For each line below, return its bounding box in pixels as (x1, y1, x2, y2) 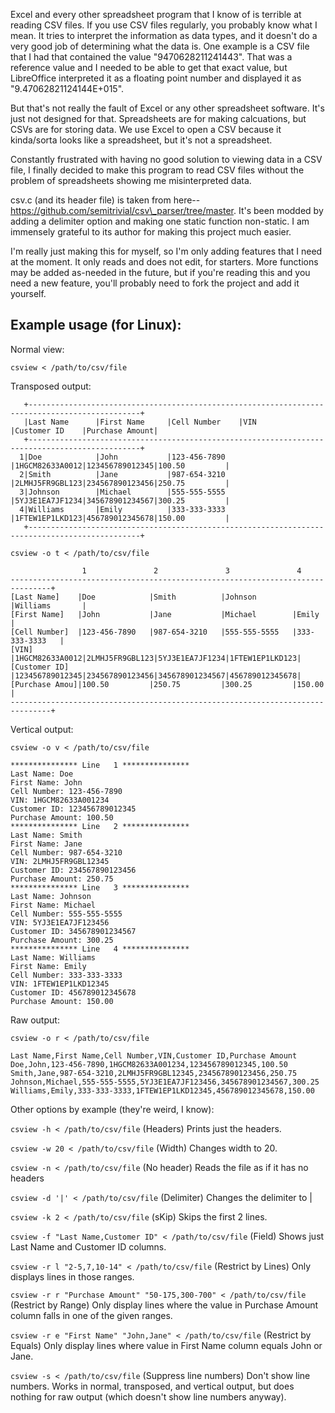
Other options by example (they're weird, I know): (10, 1103, 215, 1115)
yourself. (10, 288, 47, 299)
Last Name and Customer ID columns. (10, 1240, 167, 1253)
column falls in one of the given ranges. (10, 1309, 173, 1321)
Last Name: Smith (10, 830, 83, 840)
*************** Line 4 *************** (10, 944, 190, 954)
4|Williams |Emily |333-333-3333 (19, 504, 226, 514)
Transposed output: (10, 380, 92, 392)
